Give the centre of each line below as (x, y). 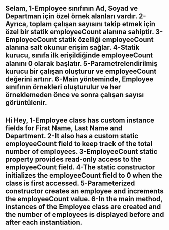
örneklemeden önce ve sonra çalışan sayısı (75, 95)
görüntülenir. (26, 103)
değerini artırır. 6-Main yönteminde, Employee (79, 79)
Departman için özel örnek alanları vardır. (71, 16)
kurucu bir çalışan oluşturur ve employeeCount (81, 71)
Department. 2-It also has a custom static (72, 136)
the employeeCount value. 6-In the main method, (84, 199)
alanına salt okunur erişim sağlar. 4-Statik (72, 48)
